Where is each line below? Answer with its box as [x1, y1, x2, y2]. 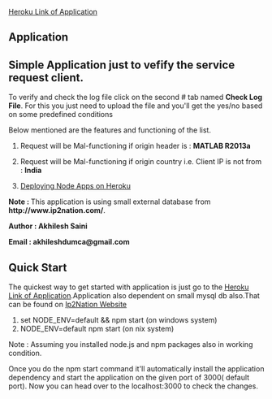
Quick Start [8, 260, 67, 275]
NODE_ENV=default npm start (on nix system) [19, 324, 175, 334]
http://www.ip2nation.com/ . [8, 206, 106, 215]
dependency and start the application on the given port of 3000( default [8, 373, 250, 383]
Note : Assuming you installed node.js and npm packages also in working [8, 340, 253, 349]
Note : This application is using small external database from [8, 197, 211, 206]
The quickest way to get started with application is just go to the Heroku [8, 282, 249, 292]
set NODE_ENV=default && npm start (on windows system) [19, 315, 218, 325]
